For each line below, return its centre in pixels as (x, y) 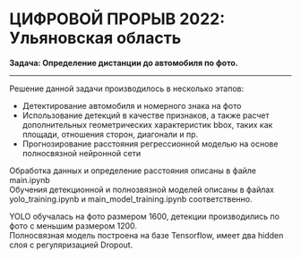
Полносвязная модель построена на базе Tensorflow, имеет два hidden (146, 235)
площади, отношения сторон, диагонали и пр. (110, 134)
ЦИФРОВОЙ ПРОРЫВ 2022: (117, 19)
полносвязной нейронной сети (82, 153)
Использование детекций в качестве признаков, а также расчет (146, 115)
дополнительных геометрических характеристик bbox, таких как (147, 124)
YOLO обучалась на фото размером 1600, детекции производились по (145, 216)
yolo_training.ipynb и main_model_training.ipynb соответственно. (131, 199)
